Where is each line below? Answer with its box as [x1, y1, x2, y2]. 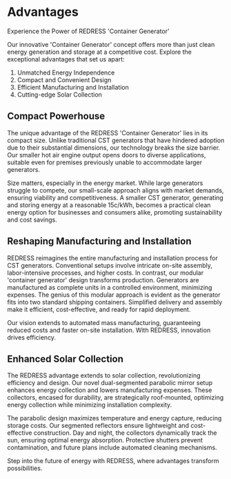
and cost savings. [7, 215, 57, 224]
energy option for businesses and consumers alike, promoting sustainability [7, 208, 223, 216]
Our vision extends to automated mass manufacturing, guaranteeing [7, 318, 201, 326]
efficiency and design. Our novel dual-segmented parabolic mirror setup [7, 379, 213, 387]
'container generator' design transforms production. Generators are [7, 275, 199, 284]
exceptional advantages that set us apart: [7, 55, 125, 63]
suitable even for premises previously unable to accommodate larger [7, 158, 202, 166]
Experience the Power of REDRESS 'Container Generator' [7, 27, 170, 35]
